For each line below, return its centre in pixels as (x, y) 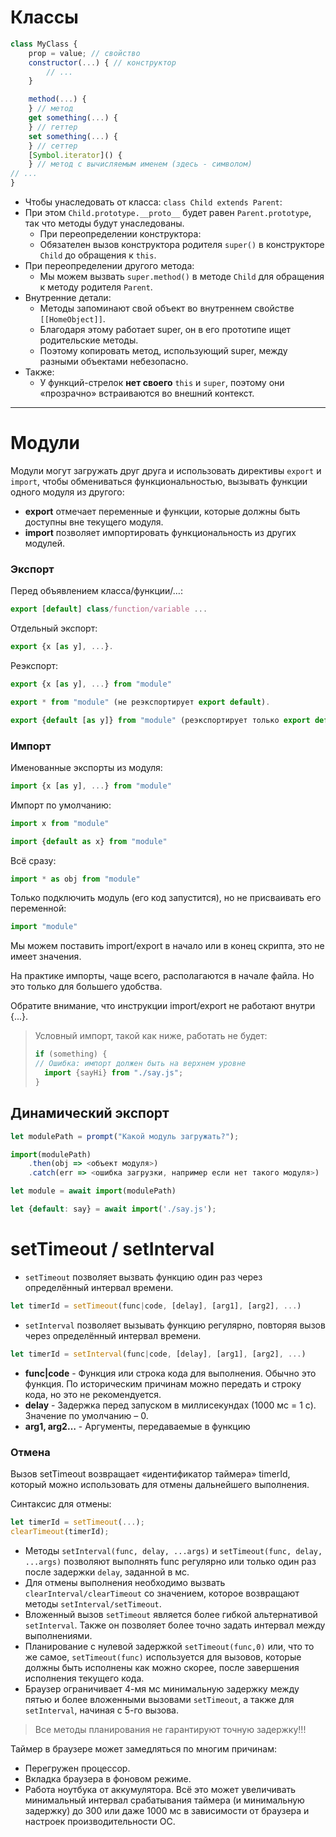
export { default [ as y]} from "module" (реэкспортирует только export (160, 720)
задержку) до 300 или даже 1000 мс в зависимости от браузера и (167, 1810)
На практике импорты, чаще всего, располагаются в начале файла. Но (162, 976)
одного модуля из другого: (67, 492)
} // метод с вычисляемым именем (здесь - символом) (140, 164)
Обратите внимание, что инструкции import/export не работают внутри (163, 1006)
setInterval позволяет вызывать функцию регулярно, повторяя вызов (175, 1325)
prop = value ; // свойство (84, 53)
